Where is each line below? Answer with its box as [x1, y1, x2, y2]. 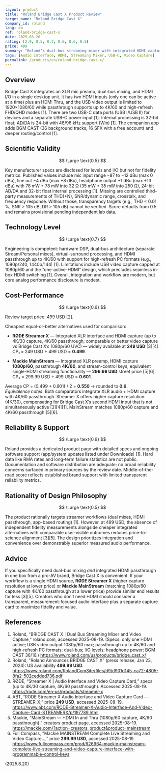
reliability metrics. [5, 477, 41, 483]
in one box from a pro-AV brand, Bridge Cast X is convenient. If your [5, 573, 143, 578]
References [5, 618, 41, 627]
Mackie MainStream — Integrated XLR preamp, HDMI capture [12, 358, 138, 364]
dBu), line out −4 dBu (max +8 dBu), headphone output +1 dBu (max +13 [5, 177, 151, 183]
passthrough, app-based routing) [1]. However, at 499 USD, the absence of [5, 519, 157, 525]
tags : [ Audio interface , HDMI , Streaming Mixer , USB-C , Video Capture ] [5, 53, 155, 58]
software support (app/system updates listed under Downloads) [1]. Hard [5, 451, 153, 457]
